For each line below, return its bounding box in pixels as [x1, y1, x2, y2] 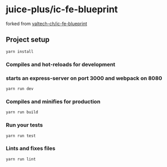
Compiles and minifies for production [6, 98, 100, 105]
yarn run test [6, 133, 36, 138]
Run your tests [6, 121, 43, 129]
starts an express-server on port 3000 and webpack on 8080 [6, 74, 162, 81]
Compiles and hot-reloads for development [6, 60, 116, 68]
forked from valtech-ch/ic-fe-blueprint [6, 20, 88, 27]
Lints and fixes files [6, 145, 56, 152]
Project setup [6, 35, 50, 44]
